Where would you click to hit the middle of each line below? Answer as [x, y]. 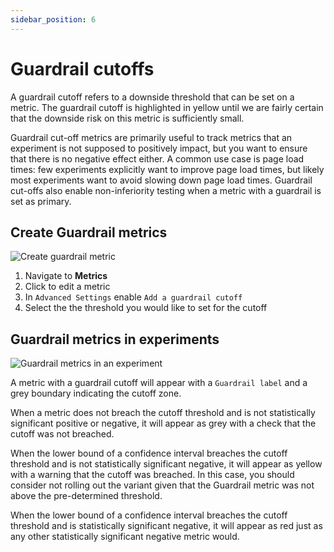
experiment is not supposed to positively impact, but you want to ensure [159, 148]
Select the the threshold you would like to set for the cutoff [146, 308]
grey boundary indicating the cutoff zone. [96, 393]
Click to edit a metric [67, 287]
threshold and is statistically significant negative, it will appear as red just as [166, 526]
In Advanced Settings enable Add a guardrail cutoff [133, 297]
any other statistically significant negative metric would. [125, 537]
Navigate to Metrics [66, 276]
